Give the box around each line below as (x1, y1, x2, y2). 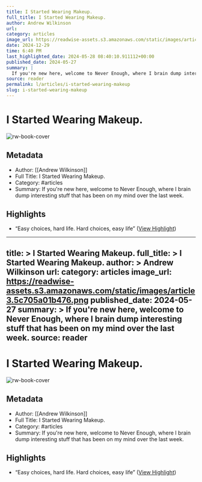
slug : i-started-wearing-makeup (6, 87, 87, 93)
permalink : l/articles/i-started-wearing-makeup (6, 82, 130, 88)
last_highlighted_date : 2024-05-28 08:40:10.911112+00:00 (6, 53, 155, 59)
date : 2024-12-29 (6, 43, 50, 49)
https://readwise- (6, 276, 75, 286)
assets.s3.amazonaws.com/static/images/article (6, 285, 195, 296)
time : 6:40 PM (6, 48, 42, 54)
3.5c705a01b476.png (6, 295, 89, 305)
